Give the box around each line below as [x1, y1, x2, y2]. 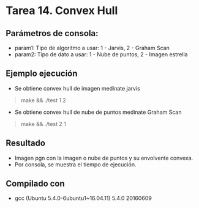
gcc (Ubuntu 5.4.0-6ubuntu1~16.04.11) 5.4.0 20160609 [14, 195, 152, 202]
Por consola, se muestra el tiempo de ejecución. [14, 160, 137, 168]
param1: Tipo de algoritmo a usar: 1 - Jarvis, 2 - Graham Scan [14, 44, 170, 51]
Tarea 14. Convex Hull [6, 4, 118, 18]
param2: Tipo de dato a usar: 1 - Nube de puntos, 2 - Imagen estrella [14, 51, 188, 58]
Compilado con [6, 179, 65, 189]
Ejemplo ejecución [6, 69, 78, 79]
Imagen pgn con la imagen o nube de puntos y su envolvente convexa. [14, 154, 193, 162]
